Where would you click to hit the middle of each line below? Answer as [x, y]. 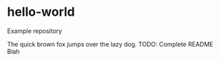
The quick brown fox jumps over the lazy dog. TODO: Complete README [110, 44]
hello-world [41, 12]
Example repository [35, 31]
